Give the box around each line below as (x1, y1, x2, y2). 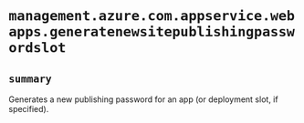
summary (8, 72, 52, 85)
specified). (8, 104, 49, 114)
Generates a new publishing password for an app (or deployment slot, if (8, 94, 279, 105)
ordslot (8, 39, 67, 56)
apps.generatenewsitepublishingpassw (8, 24, 296, 41)
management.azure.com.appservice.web (8, 7, 296, 25)
